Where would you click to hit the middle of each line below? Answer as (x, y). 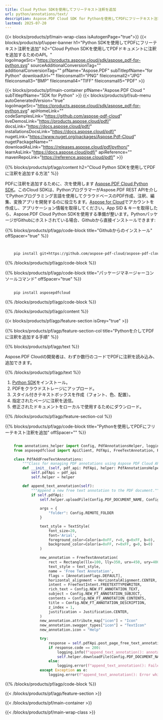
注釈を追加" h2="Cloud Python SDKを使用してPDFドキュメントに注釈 (87, 49)
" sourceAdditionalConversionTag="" (64, 66)
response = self (65, 643)
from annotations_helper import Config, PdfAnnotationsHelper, (79, 446)
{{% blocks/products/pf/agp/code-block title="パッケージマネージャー (75, 273)
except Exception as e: (64, 670)
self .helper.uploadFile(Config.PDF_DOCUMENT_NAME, (92, 500)
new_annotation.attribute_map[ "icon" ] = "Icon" (89, 621)
